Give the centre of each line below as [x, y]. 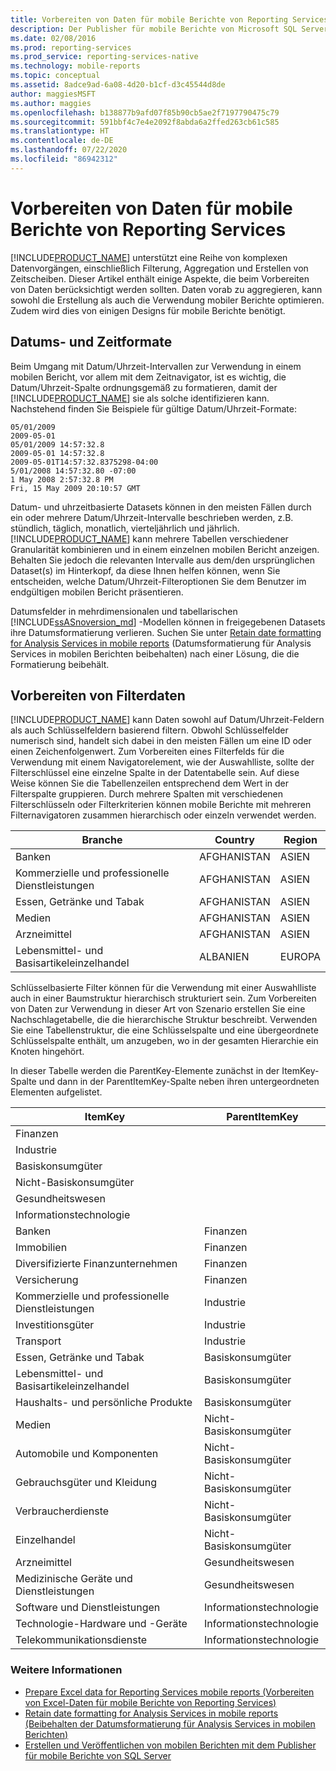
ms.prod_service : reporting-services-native [104, 57]
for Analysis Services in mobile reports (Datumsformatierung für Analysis [161, 643]
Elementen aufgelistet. [56, 1092]
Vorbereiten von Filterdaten [98, 695]
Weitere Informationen [66, 1670]
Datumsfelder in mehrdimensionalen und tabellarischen [124, 611]
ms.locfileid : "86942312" [64, 159]
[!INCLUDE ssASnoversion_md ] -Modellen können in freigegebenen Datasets [168, 622]
